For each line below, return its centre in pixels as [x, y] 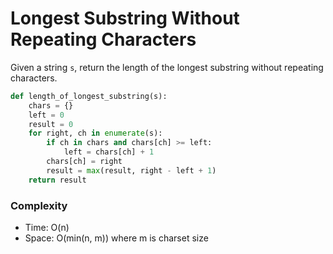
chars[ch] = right [84, 162]
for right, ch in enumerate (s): [95, 133]
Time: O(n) [47, 227]
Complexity [39, 205]
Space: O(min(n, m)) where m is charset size [116, 238]
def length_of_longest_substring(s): [89, 96]
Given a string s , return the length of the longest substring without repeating [167, 67]
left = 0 [46, 115]
